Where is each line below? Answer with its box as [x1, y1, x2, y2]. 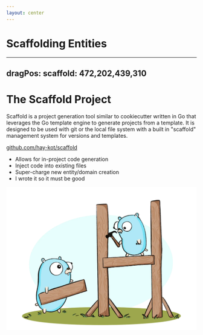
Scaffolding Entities [6, 36, 108, 50]
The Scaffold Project [6, 93, 112, 106]
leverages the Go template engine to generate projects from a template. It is [6, 119, 195, 126]
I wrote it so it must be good [14, 175, 85, 182]
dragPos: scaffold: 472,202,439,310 [6, 68, 147, 78]
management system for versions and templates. [6, 132, 128, 139]
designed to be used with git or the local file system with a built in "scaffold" [6, 125, 196, 133]
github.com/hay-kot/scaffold [6, 143, 77, 151]
